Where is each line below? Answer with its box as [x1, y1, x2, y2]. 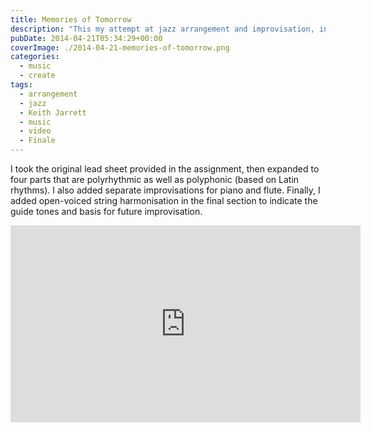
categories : [10, 52, 60, 62]
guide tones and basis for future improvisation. [10, 206, 203, 217]
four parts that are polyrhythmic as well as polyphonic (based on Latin [10, 174, 300, 185]
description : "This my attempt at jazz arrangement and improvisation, [10, 24, 315, 34]
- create [19, 71, 56, 81]
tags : [10, 80, 33, 90]
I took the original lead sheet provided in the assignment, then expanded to [10, 163, 320, 175]
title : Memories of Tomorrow [10, 14, 132, 25]
